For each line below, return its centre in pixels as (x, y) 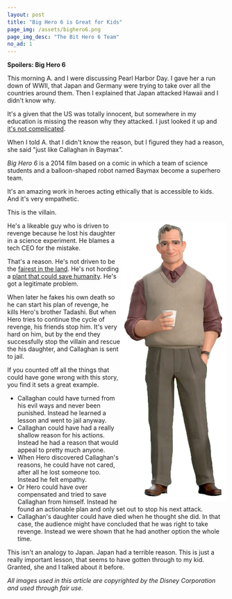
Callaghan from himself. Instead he (67, 502)
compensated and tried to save (62, 495)
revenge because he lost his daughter (61, 233)
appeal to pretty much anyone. (61, 450)
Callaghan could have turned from (66, 398)
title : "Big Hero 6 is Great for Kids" (65, 22)
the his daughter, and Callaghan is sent (63, 349)
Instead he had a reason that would (68, 443)
